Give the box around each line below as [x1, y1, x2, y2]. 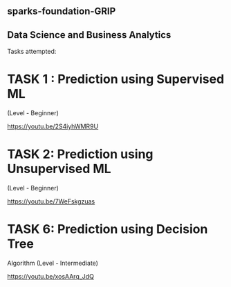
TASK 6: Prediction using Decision [7, 221, 208, 237]
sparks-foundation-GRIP [7, 6, 116, 17]
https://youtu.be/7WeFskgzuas [7, 197, 95, 206]
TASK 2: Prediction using [7, 146, 154, 162]
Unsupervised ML [7, 161, 112, 177]
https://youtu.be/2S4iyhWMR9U [7, 122, 99, 130]
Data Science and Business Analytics [7, 29, 172, 41]
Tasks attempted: [7, 48, 57, 56]
